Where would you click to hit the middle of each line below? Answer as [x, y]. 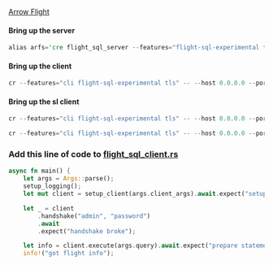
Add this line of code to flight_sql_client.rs [93, 154]
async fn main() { [39, 171]
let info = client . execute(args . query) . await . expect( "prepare [130, 246]
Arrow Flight [29, 12]
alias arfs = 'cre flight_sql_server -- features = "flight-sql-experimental [134, 48]
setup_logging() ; [52, 186]
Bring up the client [40, 66]
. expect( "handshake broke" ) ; [87, 231]
